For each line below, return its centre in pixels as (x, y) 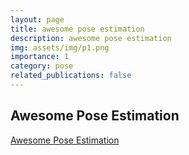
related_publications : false (71, 76)
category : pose (42, 66)
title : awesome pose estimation (77, 29)
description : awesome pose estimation (91, 38)
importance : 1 (40, 57)
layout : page (37, 19)
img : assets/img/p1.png (60, 47)
